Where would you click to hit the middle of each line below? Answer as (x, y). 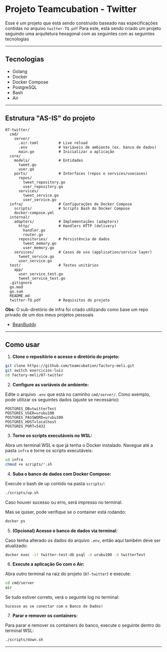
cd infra (14, 460)
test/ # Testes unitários (54, 265)
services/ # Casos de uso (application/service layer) (83, 252)
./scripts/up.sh (22, 493)
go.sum (16, 291)
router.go (33, 235)
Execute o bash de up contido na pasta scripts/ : (55, 483)
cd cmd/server (20, 583)
